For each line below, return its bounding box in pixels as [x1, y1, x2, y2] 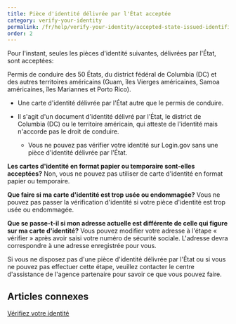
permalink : [7, 23, 39, 30]
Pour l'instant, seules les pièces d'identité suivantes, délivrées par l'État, [7, 49, 216, 58]
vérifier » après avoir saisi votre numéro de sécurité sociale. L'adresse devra [7, 234, 228, 242]
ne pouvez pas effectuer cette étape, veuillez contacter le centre [7, 263, 195, 271]
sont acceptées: [7, 57, 54, 65]
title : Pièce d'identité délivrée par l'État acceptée [7, 10, 171, 18]
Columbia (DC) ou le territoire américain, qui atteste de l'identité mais [17, 120, 218, 129]
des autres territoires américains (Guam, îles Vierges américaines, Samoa [7, 78, 220, 86]
